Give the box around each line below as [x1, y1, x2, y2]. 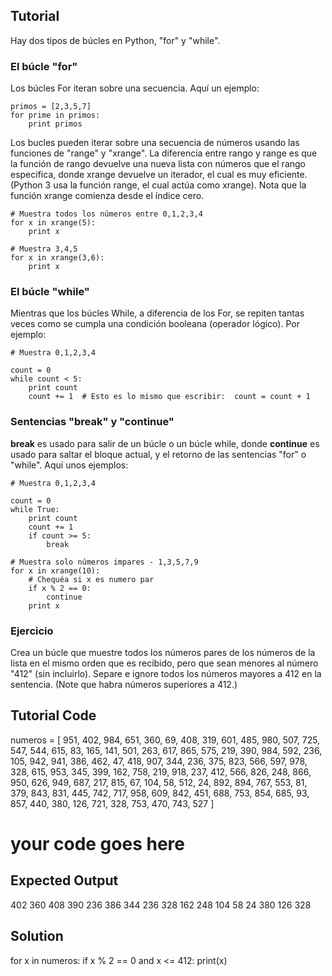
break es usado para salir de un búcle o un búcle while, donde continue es [10, 437, 320, 449]
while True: [10, 504, 60, 514]
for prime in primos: [10, 110, 101, 121]
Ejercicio [10, 624, 54, 638]
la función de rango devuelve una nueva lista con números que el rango [10, 158, 306, 170]
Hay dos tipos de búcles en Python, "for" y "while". [10, 34, 221, 46]
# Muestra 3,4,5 [10, 244, 78, 254]
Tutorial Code [10, 707, 97, 724]
